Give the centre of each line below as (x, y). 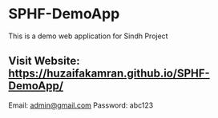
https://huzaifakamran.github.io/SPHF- (109, 74)
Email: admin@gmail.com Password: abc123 (81, 105)
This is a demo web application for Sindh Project (88, 36)
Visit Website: (44, 61)
